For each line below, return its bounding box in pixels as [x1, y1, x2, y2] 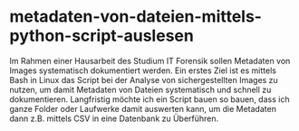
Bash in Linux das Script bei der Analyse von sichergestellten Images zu [9, 74, 278, 85]
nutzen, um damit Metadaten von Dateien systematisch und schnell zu [9, 84, 272, 95]
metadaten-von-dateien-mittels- [9, 6, 263, 27]
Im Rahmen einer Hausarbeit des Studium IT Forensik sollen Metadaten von [9, 55, 291, 66]
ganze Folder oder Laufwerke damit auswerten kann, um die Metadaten [9, 103, 276, 114]
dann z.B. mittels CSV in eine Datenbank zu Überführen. [9, 113, 219, 124]
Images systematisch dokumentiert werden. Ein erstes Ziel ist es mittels [9, 65, 276, 76]
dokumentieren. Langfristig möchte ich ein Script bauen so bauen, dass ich [9, 93, 290, 105]
